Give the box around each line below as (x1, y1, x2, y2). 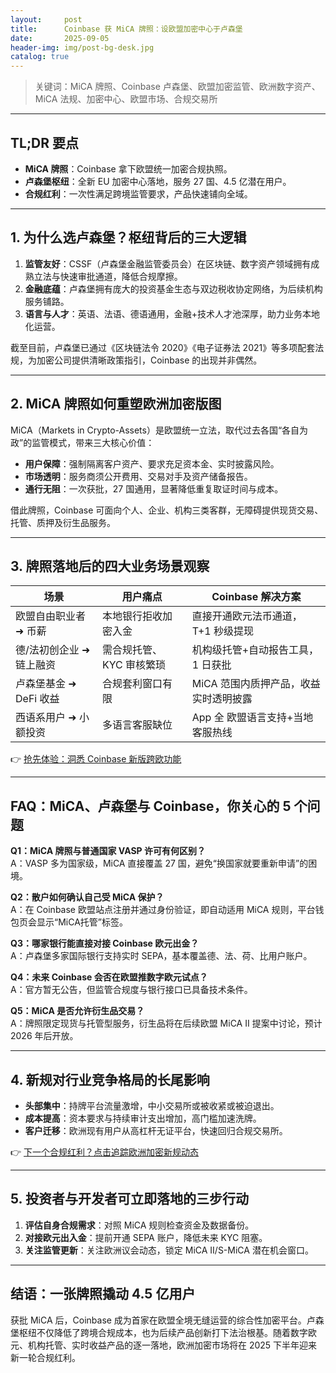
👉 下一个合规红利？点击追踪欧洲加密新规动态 (10, 1146, 200, 1158)
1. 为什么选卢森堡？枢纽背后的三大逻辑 (10, 229, 247, 246)
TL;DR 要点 (10, 134, 80, 151)
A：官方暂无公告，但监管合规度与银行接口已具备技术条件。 (10, 984, 253, 996)
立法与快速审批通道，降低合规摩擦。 (33, 270, 183, 282)
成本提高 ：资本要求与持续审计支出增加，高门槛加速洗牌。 (24, 1112, 262, 1124)
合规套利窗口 (101, 677, 163, 691)
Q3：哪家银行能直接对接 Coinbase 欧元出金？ (10, 937, 200, 950)
